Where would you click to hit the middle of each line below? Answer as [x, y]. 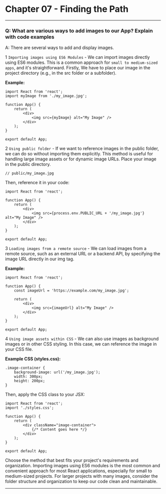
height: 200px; [30, 381]
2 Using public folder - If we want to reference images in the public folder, [82, 148]
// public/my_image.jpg [30, 173]
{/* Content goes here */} [59, 430]
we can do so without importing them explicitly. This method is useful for [79, 154]
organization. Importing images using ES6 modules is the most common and [83, 466]
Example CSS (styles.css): [33, 359]
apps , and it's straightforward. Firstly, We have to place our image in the [78, 68]
